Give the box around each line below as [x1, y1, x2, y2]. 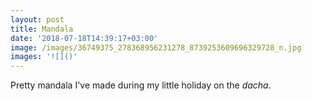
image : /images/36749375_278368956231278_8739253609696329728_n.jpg [10, 42, 302, 53]
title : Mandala [10, 24, 74, 34]
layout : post [10, 14, 65, 25]
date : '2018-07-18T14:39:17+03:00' [10, 33, 159, 43]
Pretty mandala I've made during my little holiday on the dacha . [10, 79, 272, 91]
